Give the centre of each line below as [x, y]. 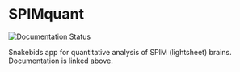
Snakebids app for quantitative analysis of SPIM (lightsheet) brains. [120, 52]
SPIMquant [46, 14]
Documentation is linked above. [61, 61]
